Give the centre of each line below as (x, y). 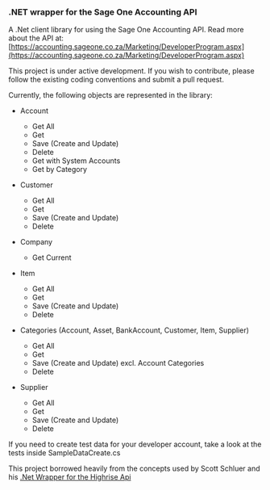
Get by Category (59, 170)
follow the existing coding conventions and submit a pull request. (116, 80)
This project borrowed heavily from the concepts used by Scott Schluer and (134, 469)
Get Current (52, 258)
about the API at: (36, 38)
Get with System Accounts (76, 161)
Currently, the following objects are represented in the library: (111, 95)
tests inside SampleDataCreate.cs (64, 453)
